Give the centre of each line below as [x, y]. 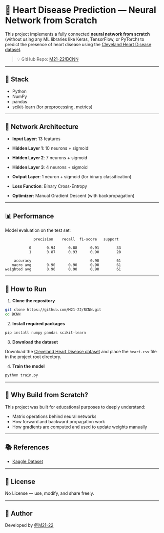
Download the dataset [35, 342]
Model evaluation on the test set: [38, 230]
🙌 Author [19, 513]
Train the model [28, 366]
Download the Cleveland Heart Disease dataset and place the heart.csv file [81, 351]
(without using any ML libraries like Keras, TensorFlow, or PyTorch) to [75, 39]
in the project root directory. [33, 357]
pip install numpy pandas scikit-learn [46, 333]
